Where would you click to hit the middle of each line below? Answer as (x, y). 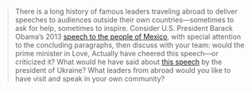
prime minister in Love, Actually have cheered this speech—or (117, 53)
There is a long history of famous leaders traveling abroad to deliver (126, 11)
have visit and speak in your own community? (89, 79)
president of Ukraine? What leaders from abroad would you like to (123, 70)
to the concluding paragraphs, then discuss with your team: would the (130, 45)
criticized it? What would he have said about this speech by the (118, 62)
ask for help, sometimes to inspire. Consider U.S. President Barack (124, 28)
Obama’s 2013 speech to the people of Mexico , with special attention (128, 36)
